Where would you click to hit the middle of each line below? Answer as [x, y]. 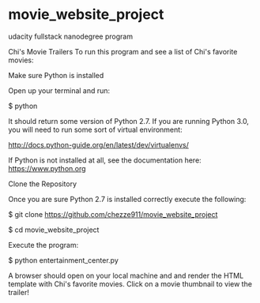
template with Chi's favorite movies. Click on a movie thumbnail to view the [130, 284]
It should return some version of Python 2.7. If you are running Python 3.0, [128, 121]
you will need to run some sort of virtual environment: [96, 129]
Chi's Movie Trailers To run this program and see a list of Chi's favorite [123, 51]
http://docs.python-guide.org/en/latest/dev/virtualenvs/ [99, 144]
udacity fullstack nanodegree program [70, 36]
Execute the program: [43, 245]
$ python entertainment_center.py [63, 260]
